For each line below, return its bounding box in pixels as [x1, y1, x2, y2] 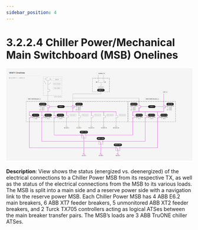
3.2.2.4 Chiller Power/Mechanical [6, 35, 176, 49]
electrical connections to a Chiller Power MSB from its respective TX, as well [6, 174, 193, 182]
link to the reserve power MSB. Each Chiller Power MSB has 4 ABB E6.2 [6, 193, 180, 200]
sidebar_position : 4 [6, 9, 57, 15]
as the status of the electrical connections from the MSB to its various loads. [6, 180, 192, 187]
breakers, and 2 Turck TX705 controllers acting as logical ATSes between [6, 206, 185, 213]
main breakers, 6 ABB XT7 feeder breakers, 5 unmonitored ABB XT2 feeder [6, 199, 189, 206]
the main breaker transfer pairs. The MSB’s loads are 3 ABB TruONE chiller [6, 212, 187, 219]
